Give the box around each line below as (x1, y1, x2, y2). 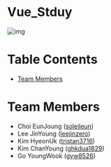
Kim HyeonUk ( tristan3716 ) (17, 136, 96, 145)
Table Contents (7, 51, 98, 67)
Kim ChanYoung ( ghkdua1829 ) (17, 144, 105, 152)
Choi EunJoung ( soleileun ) (17, 122, 94, 130)
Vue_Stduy (7, 4, 73, 20)
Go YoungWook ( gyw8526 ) (17, 151, 96, 160)
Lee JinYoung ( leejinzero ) (17, 129, 91, 138)
